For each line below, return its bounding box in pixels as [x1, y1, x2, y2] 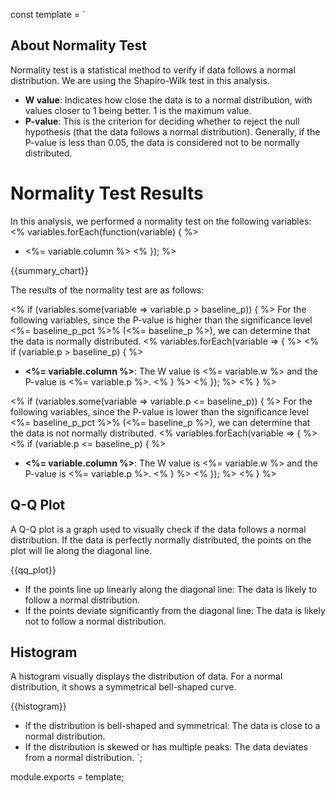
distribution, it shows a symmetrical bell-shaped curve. [10, 681, 237, 693]
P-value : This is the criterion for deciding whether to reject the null [24, 115, 300, 127]
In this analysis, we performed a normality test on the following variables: [10, 215, 312, 227]
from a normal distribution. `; [24, 752, 143, 764]
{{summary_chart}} [10, 264, 89, 276]
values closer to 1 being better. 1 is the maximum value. [24, 104, 252, 116]
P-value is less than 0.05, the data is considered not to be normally [24, 136, 300, 148]
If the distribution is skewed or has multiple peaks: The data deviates [24, 741, 308, 753]
